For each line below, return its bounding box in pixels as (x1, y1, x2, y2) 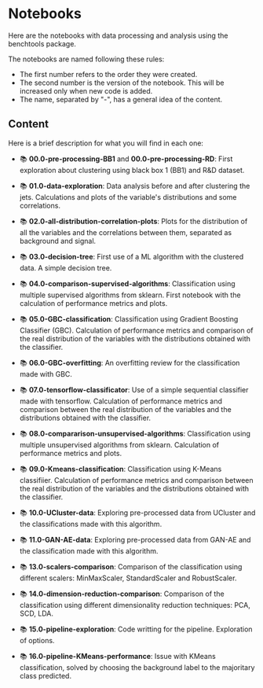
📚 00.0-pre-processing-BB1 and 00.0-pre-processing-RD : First (19, 154, 233, 164)
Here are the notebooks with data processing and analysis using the (8, 31, 228, 40)
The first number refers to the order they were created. (19, 69, 198, 79)
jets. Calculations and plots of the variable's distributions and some (19, 192, 237, 201)
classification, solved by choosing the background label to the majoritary (19, 662, 255, 672)
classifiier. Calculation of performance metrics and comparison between (19, 475, 254, 484)
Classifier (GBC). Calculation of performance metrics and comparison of (19, 326, 254, 335)
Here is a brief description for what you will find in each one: (8, 138, 204, 148)
